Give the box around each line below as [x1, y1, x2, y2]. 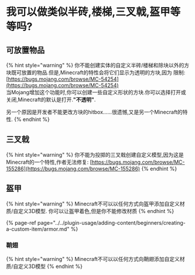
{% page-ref [6, 219, 36, 226]
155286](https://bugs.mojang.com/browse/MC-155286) [6, 165, 141, 172]
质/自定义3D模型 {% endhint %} [6, 263, 83, 270]
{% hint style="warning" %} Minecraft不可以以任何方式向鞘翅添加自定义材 [6, 255, 185, 262]
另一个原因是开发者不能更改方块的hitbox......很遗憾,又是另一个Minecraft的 [6, 109, 183, 115]
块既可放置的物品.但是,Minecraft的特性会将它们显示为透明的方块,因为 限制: [6, 69, 186, 76]
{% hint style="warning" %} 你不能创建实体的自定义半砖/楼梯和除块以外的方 [6, 62, 190, 68]
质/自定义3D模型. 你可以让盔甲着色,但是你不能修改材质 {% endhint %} [6, 207, 175, 214]
